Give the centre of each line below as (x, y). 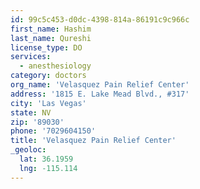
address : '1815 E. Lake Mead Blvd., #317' (100, 94)
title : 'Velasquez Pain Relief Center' (93, 141)
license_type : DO (46, 47)
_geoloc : (28, 150)
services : (31, 57)
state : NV (31, 112)
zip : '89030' (37, 122)
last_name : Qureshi (51, 38)
